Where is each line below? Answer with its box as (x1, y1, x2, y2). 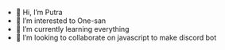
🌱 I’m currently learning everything (15, 25, 130, 33)
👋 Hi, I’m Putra (15, 8, 63, 17)
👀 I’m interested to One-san (15, 16, 107, 25)
